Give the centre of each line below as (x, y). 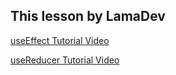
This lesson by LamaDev (88, 16)
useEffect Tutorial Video (60, 40)
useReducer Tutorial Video (65, 60)
